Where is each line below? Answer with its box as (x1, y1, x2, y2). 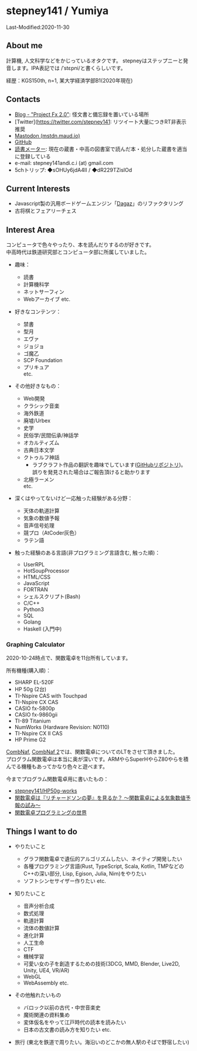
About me (6, 41, 43, 51)
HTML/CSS (23, 573, 51, 581)
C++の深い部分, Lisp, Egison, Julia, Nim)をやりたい (23, 870, 147, 877)
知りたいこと (14, 890, 46, 897)
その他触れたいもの (14, 992, 62, 999)
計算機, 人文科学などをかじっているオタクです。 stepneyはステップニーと (6, 57, 184, 64)
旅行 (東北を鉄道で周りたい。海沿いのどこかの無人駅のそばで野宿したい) (14, 1039, 189, 1046)
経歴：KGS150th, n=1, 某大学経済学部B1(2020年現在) (6, 77, 133, 84)
